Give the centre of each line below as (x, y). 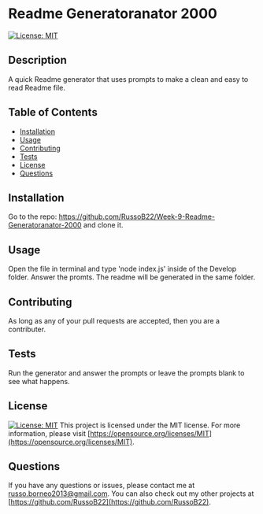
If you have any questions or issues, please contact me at (102, 486)
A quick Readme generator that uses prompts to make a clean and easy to (128, 79)
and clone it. (103, 225)
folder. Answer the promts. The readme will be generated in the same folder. (132, 277)
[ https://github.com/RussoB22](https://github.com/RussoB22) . (109, 502)
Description (37, 60)
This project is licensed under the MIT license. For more (150, 425)
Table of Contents (53, 112)
